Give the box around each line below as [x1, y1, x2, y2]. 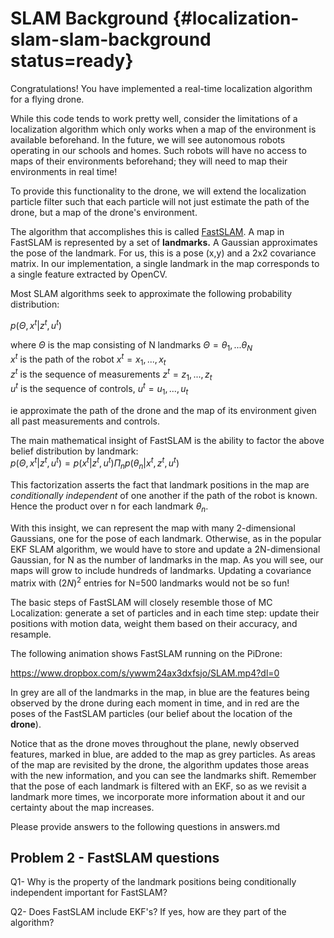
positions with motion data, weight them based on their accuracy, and [10, 617, 298, 629]
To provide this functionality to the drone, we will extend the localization [10, 185, 307, 197]
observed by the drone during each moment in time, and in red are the [10, 697, 300, 709]
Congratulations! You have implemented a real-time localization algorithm [10, 82, 313, 94]
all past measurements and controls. [10, 415, 160, 427]
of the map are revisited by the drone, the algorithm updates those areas [10, 758, 310, 771]
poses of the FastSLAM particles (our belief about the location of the [10, 707, 293, 719]
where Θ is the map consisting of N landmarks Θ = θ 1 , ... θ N [10, 338, 253, 353]
